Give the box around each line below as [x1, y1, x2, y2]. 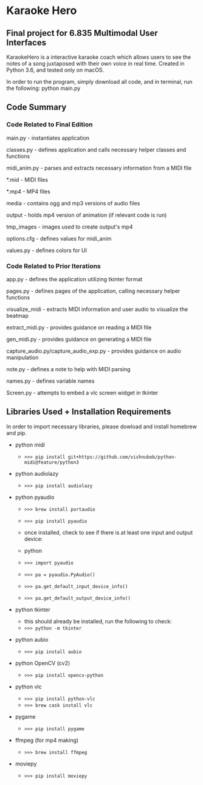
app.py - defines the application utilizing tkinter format [6, 275, 143, 283]
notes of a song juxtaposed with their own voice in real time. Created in [6, 60, 185, 67]
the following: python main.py [6, 84, 81, 92]
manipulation [6, 354, 39, 361]
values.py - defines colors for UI [6, 247, 87, 254]
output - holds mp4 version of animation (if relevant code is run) [6, 211, 167, 219]
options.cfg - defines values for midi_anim [6, 235, 112, 242]
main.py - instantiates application [6, 134, 90, 142]
